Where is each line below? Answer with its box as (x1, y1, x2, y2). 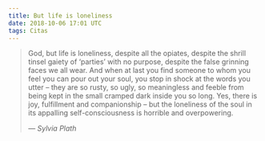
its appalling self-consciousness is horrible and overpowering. (27, 108, 234, 118)
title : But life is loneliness (8, 11, 113, 20)
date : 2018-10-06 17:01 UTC (8, 19, 102, 27)
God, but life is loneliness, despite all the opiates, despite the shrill (27, 49, 247, 58)
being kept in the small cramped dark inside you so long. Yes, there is (27, 91, 258, 101)
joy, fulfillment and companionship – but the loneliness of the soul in (27, 99, 252, 109)
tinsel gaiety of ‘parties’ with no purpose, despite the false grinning (27, 57, 250, 66)
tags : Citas (8, 26, 48, 34)
